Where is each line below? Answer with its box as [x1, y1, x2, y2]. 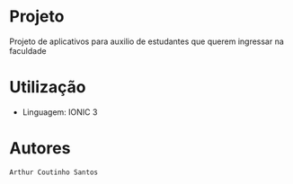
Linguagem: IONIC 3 [22, 106, 98, 118]
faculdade [9, 45, 47, 56]
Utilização [9, 77, 86, 98]
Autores [9, 138, 71, 159]
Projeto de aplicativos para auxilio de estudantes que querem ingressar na [9, 36, 285, 47]
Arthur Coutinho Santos [9, 168, 99, 177]
